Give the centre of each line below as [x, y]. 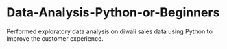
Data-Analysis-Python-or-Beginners [113, 13]
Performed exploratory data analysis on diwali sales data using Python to [110, 31]
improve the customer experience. [55, 38]
